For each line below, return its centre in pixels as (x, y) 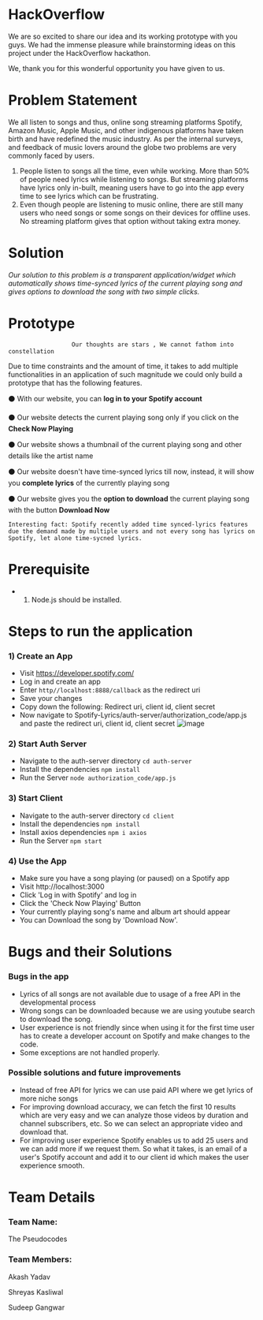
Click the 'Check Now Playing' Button (80, 904)
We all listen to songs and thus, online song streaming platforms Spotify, (125, 122)
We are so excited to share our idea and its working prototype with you (123, 36)
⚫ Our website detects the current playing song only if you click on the (124, 417)
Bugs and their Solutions (90, 952)
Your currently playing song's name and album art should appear (125, 912)
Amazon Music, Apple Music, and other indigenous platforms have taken (126, 130)
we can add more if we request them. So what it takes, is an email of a (133, 1148)
